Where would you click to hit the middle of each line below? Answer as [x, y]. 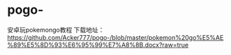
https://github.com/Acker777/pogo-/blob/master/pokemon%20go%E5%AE [115, 37]
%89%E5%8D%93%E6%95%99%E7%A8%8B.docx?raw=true [98, 45]
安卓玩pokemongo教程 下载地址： [56, 30]
